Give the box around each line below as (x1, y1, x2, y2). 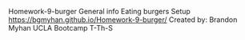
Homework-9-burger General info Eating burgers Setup (8, 7, 191, 16)
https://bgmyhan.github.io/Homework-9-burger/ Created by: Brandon (8, 15, 238, 24)
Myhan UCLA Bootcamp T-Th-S (8, 24, 114, 32)
